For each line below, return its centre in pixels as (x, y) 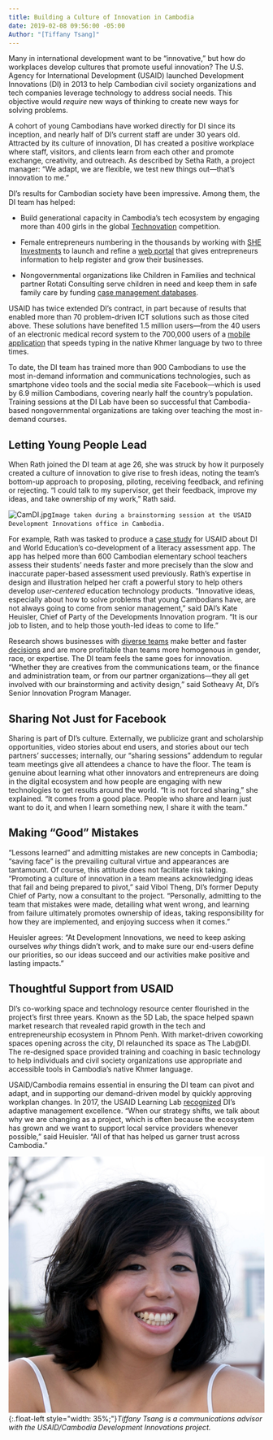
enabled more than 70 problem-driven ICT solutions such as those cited (129, 317)
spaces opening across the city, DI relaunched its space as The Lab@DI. (130, 1043)
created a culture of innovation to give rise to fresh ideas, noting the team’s (134, 473)
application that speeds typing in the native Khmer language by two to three (135, 343)
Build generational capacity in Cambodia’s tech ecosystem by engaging (140, 218)
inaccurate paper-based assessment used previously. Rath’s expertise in (130, 574)
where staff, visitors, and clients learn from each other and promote (121, 152)
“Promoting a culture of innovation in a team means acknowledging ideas (131, 878)
